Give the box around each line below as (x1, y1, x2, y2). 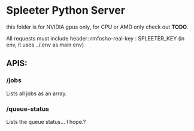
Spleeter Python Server (6, 4, 126, 17)
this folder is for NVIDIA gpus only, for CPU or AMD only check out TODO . (6, 23, 189, 30)
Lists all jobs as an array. (6, 90, 67, 97)
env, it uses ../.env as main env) (6, 41, 84, 48)
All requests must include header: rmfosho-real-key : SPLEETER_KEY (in (6, 35, 185, 42)
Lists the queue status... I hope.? (6, 118, 86, 125)
